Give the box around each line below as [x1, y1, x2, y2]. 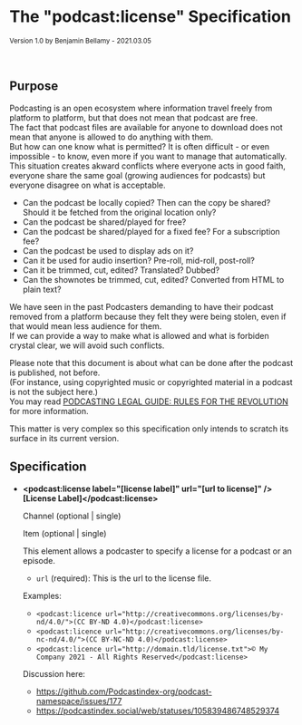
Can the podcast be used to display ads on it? [22, 245, 194, 256]
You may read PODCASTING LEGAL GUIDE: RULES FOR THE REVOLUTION [9, 396, 288, 407]
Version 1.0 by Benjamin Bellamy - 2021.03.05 [9, 36, 151, 45]
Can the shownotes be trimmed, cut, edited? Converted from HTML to [22, 274, 285, 285]
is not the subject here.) [9, 386, 98, 397]
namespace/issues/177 [35, 695, 122, 706]
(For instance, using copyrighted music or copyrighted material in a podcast [9, 376, 293, 387]
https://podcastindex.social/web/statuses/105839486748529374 [35, 705, 279, 716]
